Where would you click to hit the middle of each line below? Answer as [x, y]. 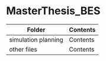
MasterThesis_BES [53, 11]
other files [23, 49]
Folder [36, 30]
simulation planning [36, 40]
